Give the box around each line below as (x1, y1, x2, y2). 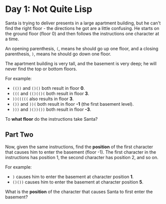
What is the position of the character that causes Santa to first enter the (5, 189, 153, 195)
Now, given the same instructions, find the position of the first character (5, 144, 153, 150)
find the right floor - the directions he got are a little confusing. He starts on (5, 25, 160, 31)
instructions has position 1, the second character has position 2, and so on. (5, 154, 159, 160)
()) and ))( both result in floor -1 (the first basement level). (12, 101, 134, 107)
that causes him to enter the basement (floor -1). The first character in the (5, 149, 157, 155)
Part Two (5, 131, 34, 139)
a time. (5, 36, 19, 42)
